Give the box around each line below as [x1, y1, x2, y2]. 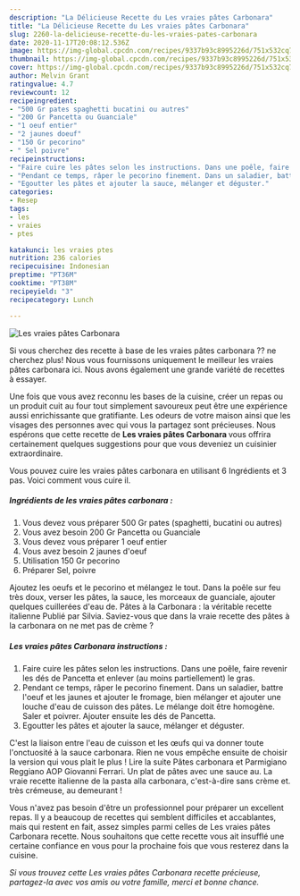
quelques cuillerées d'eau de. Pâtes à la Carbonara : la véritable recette [9, 601, 272, 613]
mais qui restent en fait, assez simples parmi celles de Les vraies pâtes [9, 822, 271, 833]
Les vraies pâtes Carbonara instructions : [9, 641, 168, 652]
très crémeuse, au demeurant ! [9, 785, 122, 796]
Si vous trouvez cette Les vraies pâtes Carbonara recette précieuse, [9, 867, 262, 878]
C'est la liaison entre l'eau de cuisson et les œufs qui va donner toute [9, 738, 264, 748]
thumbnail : [9, 55, 50, 63]
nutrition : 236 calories [9, 254, 102, 263]
